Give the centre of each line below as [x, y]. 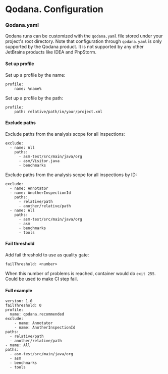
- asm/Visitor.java [39, 161]
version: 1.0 [19, 301]
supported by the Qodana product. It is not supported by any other [74, 47]
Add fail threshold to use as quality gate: [47, 255]
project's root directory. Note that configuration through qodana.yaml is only [84, 41]
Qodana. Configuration [54, 9]
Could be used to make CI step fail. [42, 279]
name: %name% [28, 89]
